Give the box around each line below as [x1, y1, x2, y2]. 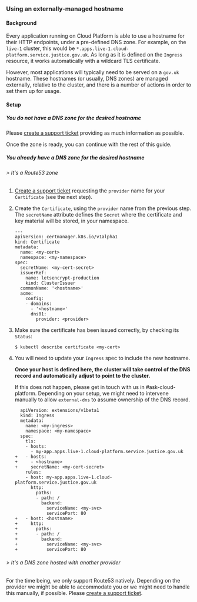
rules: [25, 470, 42, 475]
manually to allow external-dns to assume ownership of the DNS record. [14, 396, 191, 403]
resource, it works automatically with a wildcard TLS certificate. [6, 58, 161, 65]
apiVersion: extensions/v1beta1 [20, 408, 99, 414]
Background [6, 19, 37, 26]
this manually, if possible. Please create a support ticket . [6, 590, 143, 597]
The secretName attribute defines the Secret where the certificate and [14, 211, 182, 218]
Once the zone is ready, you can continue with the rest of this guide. [6, 141, 172, 148]
